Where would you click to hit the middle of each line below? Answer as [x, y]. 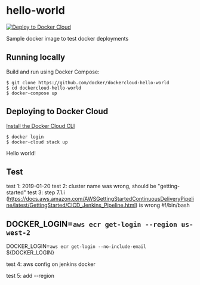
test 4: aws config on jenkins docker [51, 264]
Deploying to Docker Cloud [57, 111]
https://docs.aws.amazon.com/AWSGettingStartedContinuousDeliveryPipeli [101, 199]
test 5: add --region [30, 276]
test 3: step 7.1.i [46, 192]
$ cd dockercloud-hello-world [44, 88]
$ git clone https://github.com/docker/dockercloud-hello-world [88, 82]
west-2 [19, 232]
